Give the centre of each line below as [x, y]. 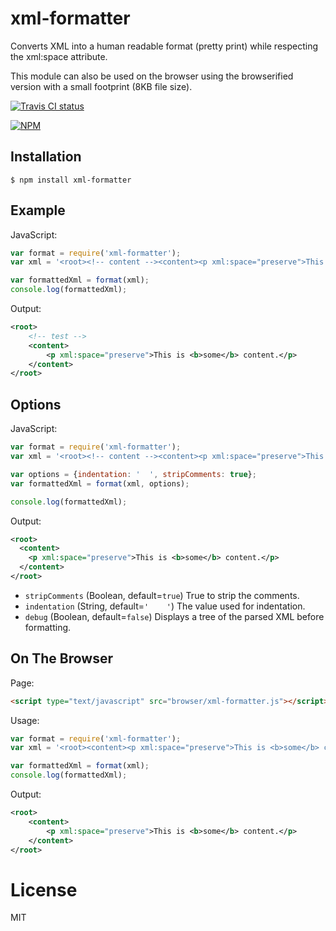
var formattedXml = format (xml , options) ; [100, 483]
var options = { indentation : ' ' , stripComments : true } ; [133, 474]
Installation [46, 157]
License [44, 889]
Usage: [25, 720]
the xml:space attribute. [59, 56]
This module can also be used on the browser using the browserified [152, 76]
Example [38, 210]
